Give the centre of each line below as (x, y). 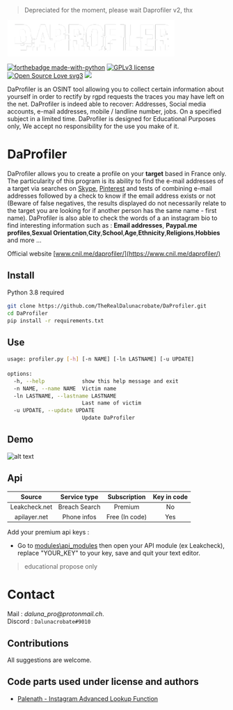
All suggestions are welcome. (49, 660)
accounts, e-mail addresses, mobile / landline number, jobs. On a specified (114, 111)
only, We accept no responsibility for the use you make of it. (93, 126)
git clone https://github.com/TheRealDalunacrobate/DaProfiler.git (107, 306)
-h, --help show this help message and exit (96, 381)
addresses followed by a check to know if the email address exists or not (111, 196)
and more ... (24, 240)
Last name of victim (111, 403)
